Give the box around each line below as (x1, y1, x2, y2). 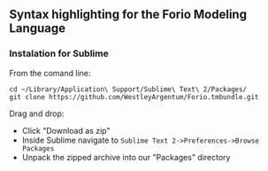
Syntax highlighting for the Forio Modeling (9, 7, 248, 22)
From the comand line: (9, 67, 91, 78)
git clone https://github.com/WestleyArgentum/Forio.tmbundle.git (9, 92, 259, 101)
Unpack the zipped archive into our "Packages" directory (21, 152, 231, 162)
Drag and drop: (9, 108, 65, 119)
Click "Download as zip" (21, 125, 111, 136)
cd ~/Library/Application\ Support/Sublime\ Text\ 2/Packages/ (9, 84, 248, 94)
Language (9, 21, 66, 36)
